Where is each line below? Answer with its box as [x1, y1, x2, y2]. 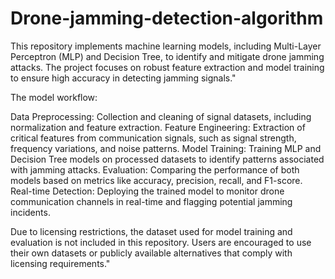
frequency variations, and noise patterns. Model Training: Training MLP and [10, 142, 322, 154]
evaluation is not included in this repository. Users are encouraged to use [10, 236, 312, 248]
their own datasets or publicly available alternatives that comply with [10, 247, 293, 259]
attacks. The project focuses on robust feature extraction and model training [10, 61, 325, 73]
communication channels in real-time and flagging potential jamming [10, 195, 293, 207]
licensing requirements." [10, 257, 111, 269]
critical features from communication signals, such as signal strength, [10, 132, 297, 144]
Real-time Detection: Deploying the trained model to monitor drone [10, 185, 285, 197]
